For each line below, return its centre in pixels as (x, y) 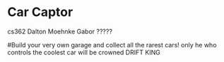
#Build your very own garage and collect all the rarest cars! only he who (112, 45)
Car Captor (40, 12)
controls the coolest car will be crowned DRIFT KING (84, 52)
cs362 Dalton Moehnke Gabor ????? (60, 31)
